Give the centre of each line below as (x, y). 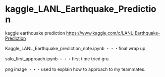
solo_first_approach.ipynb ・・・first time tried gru (57, 59)
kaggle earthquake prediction (35, 33)
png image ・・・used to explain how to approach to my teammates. (75, 69)
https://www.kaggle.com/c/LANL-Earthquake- (113, 33)
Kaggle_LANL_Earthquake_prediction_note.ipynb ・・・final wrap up (75, 48)
